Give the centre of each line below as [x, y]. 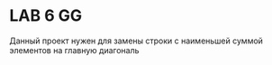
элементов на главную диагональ [74, 50]
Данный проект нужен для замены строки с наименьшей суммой [136, 41]
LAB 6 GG [46, 16]
